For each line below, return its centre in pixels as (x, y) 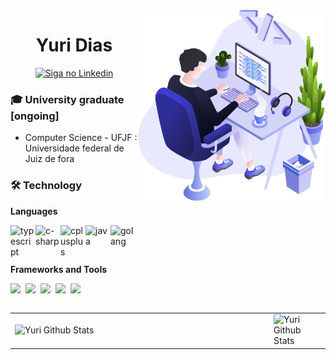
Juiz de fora (49, 159)
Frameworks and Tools (59, 269)
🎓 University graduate (67, 99)
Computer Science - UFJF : (81, 138)
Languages (34, 211)
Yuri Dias (74, 45)
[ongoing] (35, 116)
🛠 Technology (46, 186)
